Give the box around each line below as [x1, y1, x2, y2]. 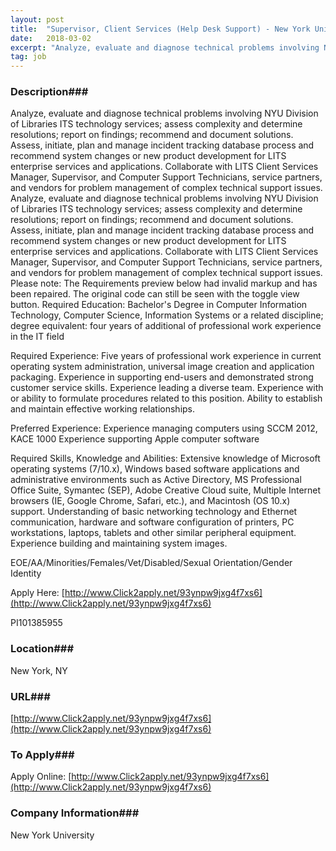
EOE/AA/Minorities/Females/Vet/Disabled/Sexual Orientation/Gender [10, 557, 293, 569]
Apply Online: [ [10, 771, 72, 783]
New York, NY [10, 664, 68, 676]
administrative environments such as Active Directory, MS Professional [10, 474, 302, 486]
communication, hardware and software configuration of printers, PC [10, 516, 295, 528]
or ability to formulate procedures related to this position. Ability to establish [10, 392, 323, 405]
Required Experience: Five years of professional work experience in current [10, 350, 322, 362]
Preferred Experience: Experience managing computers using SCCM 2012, [10, 422, 318, 435]
